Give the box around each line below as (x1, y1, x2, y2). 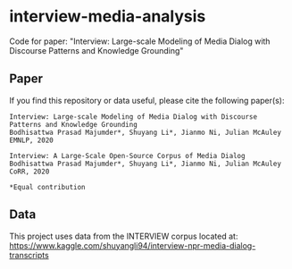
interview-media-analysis (9, 6, 206, 27)
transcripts (9, 249, 49, 260)
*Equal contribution (9, 182, 87, 191)
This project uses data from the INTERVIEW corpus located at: (9, 231, 238, 241)
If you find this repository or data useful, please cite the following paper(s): (9, 95, 285, 105)
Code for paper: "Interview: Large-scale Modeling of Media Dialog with (9, 36, 271, 46)
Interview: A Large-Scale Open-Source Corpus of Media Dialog (9, 151, 246, 160)
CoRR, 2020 (9, 167, 50, 176)
